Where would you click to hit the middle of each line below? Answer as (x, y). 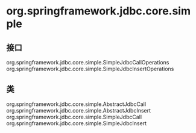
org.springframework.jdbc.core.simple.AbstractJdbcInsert (79, 110)
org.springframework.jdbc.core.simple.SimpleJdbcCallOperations (88, 62)
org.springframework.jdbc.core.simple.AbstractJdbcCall (76, 104)
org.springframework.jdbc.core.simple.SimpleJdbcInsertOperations (90, 69)
